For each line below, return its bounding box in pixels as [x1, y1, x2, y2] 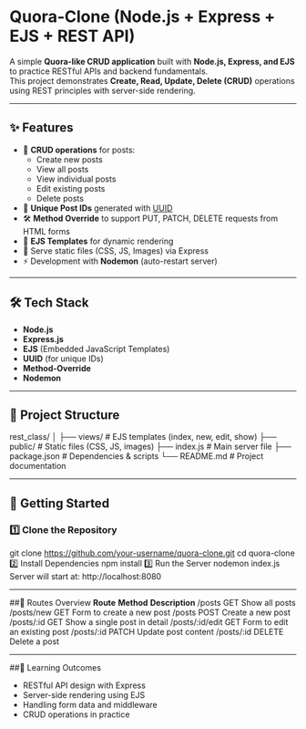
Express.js [22, 333, 64, 344]
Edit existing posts [36, 182, 106, 193]
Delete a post [9, 636, 60, 647]
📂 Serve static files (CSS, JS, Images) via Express [22, 245, 209, 256]
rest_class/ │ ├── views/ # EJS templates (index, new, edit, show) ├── [9, 432, 277, 443]
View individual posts [36, 173, 117, 184]
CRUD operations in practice [22, 709, 130, 720]
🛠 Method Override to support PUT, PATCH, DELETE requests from [22, 213, 279, 224]
